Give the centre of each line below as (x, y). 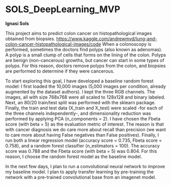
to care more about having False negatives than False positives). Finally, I (82, 135)
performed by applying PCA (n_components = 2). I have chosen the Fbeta (83, 118)
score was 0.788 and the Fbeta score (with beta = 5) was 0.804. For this (81, 151)
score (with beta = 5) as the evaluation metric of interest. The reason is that (85, 124)
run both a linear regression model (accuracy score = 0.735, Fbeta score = (84, 140)
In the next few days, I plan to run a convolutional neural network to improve (85, 166)
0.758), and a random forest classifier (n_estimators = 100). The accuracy (82, 145)
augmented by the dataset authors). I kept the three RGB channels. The (80, 91)
